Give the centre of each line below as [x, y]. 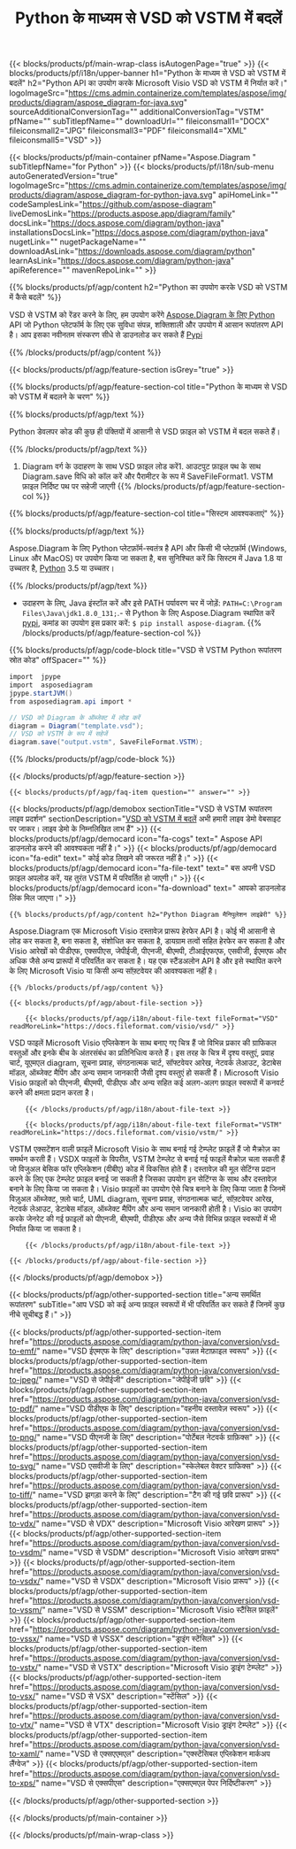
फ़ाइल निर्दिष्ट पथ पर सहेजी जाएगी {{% [77, 487]
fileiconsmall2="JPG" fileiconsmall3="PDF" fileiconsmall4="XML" [128, 131]
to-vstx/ [23, 1668]
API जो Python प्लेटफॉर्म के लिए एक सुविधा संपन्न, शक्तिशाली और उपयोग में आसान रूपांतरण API [146, 325]
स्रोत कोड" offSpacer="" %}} [58, 660]
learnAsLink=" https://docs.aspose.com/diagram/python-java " [122, 261]
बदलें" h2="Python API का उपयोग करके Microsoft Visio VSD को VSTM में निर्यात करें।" [148, 83]
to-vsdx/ [25, 1581]
